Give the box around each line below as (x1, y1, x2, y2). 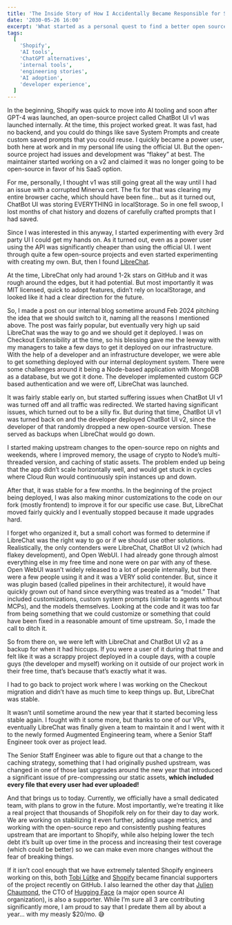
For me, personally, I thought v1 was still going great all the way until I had (7, 178, 217, 187)
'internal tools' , (19, 61, 72, 68)
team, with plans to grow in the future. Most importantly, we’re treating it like (7, 801, 224, 810)
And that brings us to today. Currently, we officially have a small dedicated (7, 794, 219, 802)
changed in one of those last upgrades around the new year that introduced (7, 766, 223, 774)
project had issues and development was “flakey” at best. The (28, 150, 205, 159)
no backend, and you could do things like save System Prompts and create (7, 128, 220, 137)
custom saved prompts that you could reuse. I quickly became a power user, (7, 135, 224, 144)
